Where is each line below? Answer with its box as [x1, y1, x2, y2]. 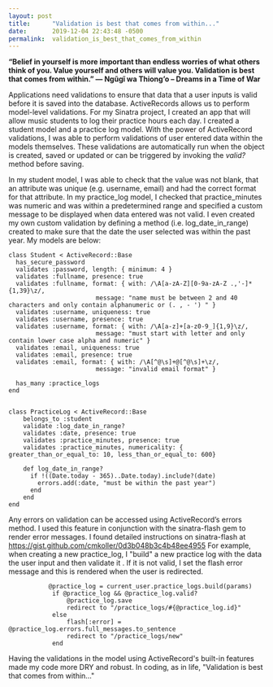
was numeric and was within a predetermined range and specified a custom [8, 201, 263, 211]
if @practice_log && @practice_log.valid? [51, 589, 198, 598]
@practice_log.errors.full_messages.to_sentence [8, 625, 176, 633]
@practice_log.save [66, 597, 132, 605]
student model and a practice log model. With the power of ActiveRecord [8, 125, 253, 134]
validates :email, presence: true [15, 351, 132, 359]
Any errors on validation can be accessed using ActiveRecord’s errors [8, 514, 242, 525]
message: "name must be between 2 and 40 [95, 294, 238, 302]
